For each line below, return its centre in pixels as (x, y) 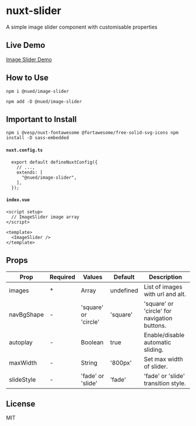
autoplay (21, 342)
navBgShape (27, 314)
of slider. (156, 366)
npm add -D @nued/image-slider (44, 101)
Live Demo (26, 45)
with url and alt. (165, 294)
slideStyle (22, 379)
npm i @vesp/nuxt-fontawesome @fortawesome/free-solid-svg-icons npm (92, 133)
